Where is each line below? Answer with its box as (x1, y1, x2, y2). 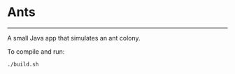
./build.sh (7, 61, 39, 68)
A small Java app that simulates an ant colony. (7, 34, 141, 42)
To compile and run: (7, 47, 65, 56)
